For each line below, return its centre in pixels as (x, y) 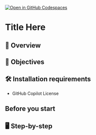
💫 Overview (23, 45)
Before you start (30, 109)
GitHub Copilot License (35, 93)
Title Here (25, 27)
